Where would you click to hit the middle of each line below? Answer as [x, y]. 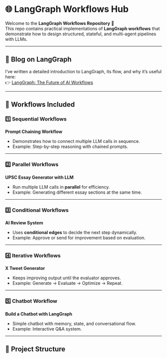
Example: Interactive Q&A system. [47, 329]
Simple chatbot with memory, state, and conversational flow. [74, 323]
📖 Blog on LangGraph [39, 60]
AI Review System [24, 223]
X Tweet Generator [25, 268]
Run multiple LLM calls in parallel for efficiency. [61, 187]
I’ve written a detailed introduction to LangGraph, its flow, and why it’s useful [83, 71]
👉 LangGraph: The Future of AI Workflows [49, 82]
